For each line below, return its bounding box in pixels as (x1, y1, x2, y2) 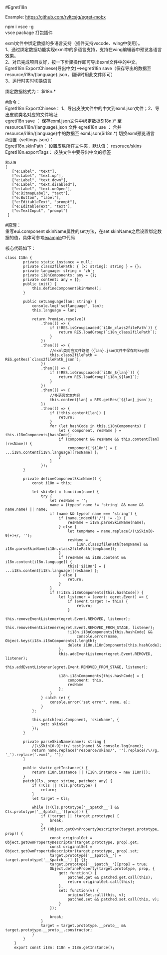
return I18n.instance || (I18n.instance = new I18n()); (31, 770, 151, 775)
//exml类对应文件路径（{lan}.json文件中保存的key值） (49, 348, 152, 353)
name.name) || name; (5, 507, 48, 512)
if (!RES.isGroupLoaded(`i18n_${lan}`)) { (49, 370, 140, 375)
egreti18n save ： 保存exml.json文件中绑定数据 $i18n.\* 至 (5, 118, 122, 124)
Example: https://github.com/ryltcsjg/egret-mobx (5, 14, 106, 20)
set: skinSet (40, 722, 68, 727)
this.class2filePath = (49, 353, 97, 358)
